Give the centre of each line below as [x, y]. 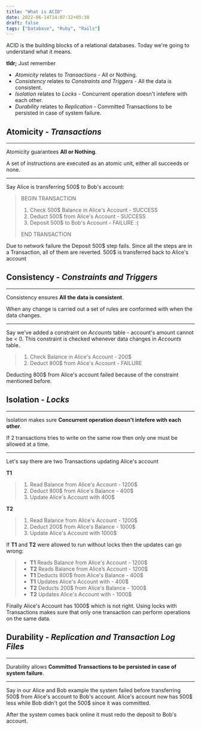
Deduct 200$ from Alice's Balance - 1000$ [83, 526]
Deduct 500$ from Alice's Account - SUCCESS [88, 216]
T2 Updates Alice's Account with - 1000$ [81, 594]
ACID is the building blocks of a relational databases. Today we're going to [98, 45]
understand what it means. [39, 52]
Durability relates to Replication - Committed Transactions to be [93, 107]
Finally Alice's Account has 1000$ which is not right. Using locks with [92, 606]
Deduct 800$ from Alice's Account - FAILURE [86, 363]
